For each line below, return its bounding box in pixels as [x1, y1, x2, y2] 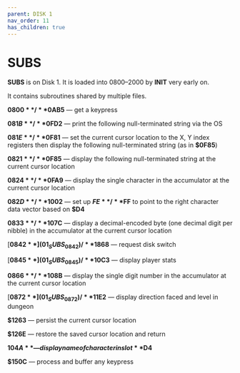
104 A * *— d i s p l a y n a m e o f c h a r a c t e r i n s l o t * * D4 [7, 343, 152, 352]
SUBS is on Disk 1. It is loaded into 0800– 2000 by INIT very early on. [7, 78, 209, 86]
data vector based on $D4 [7, 205, 85, 214]
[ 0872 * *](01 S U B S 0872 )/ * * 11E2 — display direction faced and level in [7, 292, 219, 303]
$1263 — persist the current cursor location [7, 315, 137, 325]
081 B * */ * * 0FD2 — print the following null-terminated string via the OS [7, 119, 223, 128]
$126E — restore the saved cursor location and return [7, 329, 166, 338]
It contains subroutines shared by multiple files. [7, 92, 147, 101]
